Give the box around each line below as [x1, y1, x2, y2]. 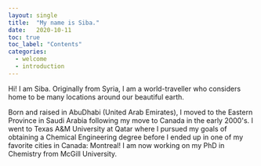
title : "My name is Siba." [8, 19, 100, 27]
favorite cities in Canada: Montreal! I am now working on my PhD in [8, 140, 225, 150]
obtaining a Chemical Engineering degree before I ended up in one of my [8, 132, 244, 142]
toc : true [8, 33, 41, 41]
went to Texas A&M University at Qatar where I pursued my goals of [8, 124, 227, 133]
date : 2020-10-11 [8, 26, 72, 34]
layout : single [8, 11, 58, 20]
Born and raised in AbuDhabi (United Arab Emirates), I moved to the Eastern [8, 107, 253, 117]
